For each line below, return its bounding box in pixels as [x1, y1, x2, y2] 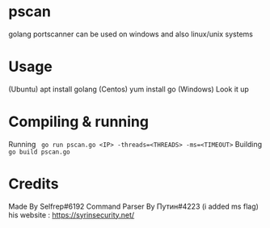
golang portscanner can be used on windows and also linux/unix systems [8, 29, 253, 39]
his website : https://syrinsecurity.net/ [8, 209, 135, 220]
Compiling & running [8, 112, 150, 131]
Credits [8, 175, 59, 192]
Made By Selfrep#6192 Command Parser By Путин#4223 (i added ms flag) [8, 201, 259, 211]
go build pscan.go [8, 148, 70, 156]
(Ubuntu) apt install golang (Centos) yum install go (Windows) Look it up [8, 84, 249, 94]
